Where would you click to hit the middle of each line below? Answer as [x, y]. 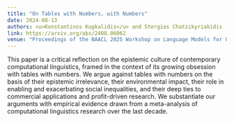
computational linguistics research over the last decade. [88, 112]
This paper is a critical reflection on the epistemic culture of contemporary [114, 59]
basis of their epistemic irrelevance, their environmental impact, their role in [116, 82]
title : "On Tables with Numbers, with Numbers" [78, 14]
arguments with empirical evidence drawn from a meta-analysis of [103, 104]
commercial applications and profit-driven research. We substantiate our [111, 97]
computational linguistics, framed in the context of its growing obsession [111, 67]
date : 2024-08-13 [32, 20]
